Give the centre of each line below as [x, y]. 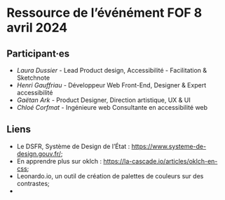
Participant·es [38, 53]
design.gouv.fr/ [39, 153]
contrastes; [33, 183]
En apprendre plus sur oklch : [59, 161]
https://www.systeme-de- [169, 146]
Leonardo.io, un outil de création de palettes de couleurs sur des [110, 176]
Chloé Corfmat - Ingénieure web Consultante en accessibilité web [112, 107]
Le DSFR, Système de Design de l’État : [73, 146]
